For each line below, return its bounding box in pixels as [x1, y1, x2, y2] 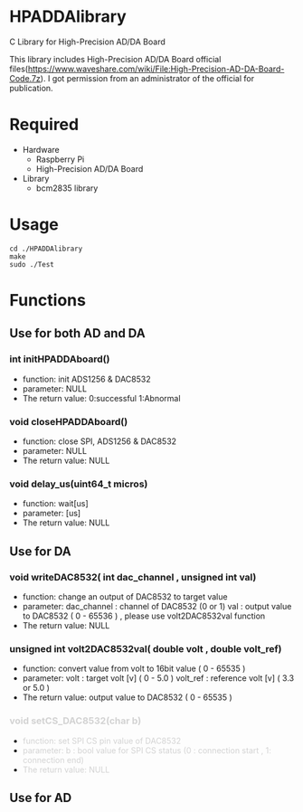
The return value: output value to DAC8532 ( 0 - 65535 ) [22, 692, 232, 703]
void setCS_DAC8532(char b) [9, 714, 142, 727]
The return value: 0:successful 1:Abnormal [22, 392, 181, 403]
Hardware [22, 144, 61, 155]
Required [9, 115, 80, 135]
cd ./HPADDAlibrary [9, 244, 83, 253]
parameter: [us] [22, 508, 81, 519]
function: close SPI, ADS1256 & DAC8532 [22, 436, 177, 447]
